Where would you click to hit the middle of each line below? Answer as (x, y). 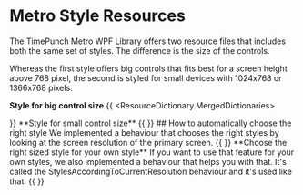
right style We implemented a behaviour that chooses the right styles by (144, 132)
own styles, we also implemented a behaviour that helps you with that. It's (148, 161)
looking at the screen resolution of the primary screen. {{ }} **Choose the (148, 142)
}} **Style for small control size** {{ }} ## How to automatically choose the (151, 123)
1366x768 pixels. (41, 87)
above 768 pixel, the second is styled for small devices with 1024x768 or (146, 77)
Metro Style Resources (98, 16)
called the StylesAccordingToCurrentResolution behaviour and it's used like (151, 171)
